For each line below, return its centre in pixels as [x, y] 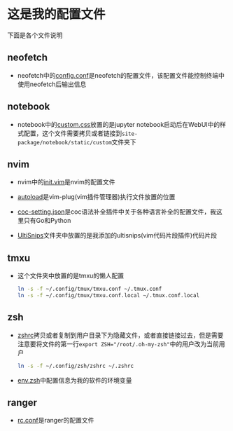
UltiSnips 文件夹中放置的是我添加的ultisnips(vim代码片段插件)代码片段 [117, 235]
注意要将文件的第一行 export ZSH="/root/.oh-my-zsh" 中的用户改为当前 [118, 343]
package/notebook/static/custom [64, 142]
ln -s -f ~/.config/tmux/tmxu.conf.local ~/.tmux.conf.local [108, 296]
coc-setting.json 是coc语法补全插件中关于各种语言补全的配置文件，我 [117, 212]
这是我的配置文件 [57, 14]
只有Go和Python [47, 221]
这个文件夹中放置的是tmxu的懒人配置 [71, 276]
